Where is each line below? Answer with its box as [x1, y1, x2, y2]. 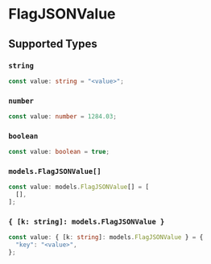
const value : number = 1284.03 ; [8, 113, 117, 121]
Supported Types [8, 37, 98, 51]
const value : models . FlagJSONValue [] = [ [8, 183, 150, 192]
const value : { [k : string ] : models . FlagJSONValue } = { [8, 233, 204, 241]
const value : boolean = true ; [8, 148, 110, 156]
